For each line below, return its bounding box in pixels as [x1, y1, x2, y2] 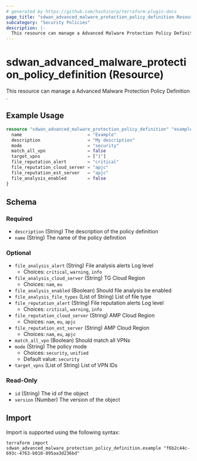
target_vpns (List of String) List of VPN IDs [14, 362, 118, 369]
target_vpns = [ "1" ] [11, 154, 107, 160]
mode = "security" [11, 143, 119, 148]
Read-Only [6, 377, 38, 385]
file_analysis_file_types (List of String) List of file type [14, 293, 151, 300]
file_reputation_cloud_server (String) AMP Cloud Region [14, 312, 155, 319]
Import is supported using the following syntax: [6, 429, 120, 436]
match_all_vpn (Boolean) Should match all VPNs [14, 337, 131, 344]
